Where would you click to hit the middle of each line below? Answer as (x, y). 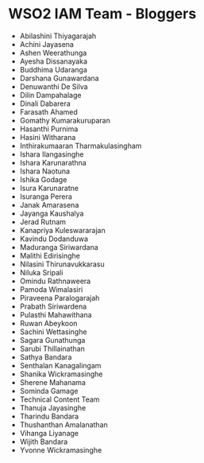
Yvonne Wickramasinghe (61, 449)
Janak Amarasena (49, 204)
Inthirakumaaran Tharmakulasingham (81, 146)
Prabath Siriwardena (53, 306)
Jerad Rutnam (42, 222)
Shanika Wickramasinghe (61, 374)
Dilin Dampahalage (50, 95)
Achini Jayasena (46, 44)
